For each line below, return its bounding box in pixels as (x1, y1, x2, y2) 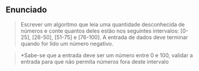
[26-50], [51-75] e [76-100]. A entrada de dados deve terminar (32, 33, 189, 41)
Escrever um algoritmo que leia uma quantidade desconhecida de (20, 20, 185, 28)
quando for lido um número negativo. (20, 40, 113, 47)
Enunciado (5, 5, 47, 15)
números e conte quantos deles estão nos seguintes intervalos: (20, 27, 180, 34)
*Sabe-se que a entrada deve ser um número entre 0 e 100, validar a (20, 51, 194, 59)
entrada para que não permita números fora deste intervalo (20, 58, 169, 65)
